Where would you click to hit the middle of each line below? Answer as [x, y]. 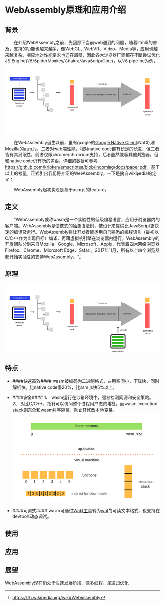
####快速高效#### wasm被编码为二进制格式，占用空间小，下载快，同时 [86, 381]
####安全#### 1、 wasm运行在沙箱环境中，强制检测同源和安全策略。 [83, 397]
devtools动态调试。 [32, 516]
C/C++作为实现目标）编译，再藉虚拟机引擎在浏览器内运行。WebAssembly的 [82, 238]
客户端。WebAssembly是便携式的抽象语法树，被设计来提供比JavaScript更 [80, 226]
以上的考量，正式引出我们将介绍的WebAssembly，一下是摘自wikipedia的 [79, 173]
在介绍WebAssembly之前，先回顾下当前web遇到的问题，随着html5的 [83, 43]
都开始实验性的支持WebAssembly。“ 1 [43, 256]
